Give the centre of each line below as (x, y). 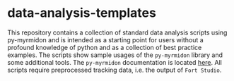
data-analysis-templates (82, 13)
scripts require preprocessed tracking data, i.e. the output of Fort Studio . (115, 70)
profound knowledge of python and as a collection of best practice (105, 47)
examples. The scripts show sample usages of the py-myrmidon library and (115, 55)
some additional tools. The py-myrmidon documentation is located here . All (115, 62)
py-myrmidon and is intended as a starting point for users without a (105, 39)
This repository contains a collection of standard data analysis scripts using (117, 32)
